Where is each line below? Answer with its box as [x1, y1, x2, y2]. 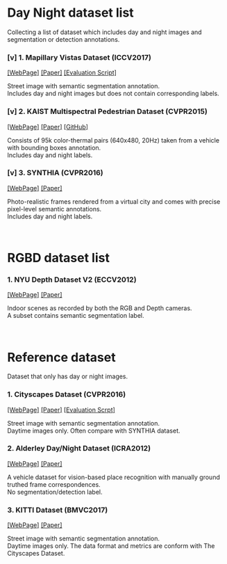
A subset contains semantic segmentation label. [7, 312, 144, 320]
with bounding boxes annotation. [7, 143, 101, 152]
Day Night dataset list [7, 5, 134, 21]
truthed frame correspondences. [7, 480, 101, 488]
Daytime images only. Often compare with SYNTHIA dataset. [7, 426, 180, 435]
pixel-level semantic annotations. [7, 204, 102, 213]
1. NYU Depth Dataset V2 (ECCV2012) [7, 275, 137, 284]
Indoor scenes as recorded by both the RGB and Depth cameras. [7, 304, 192, 312]
